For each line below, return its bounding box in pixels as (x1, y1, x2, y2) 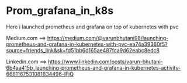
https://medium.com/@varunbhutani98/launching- (47, 34, 169, 41)
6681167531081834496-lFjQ (6, 70, 74, 77)
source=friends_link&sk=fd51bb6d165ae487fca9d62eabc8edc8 (6, 46, 160, 53)
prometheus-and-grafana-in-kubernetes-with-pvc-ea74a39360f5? (6, 41, 168, 48)
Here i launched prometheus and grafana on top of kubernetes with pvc (6, 23, 179, 30)
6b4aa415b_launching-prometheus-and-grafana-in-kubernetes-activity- (6, 64, 181, 71)
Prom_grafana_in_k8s (6, 4, 114, 17)
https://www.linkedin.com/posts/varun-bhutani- (47, 58, 164, 65)
